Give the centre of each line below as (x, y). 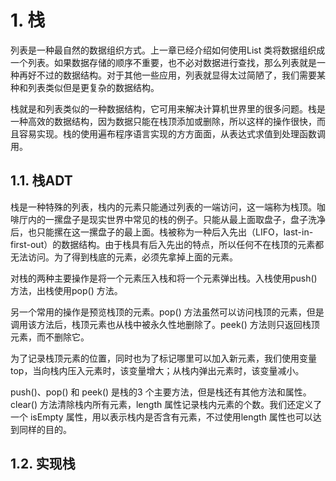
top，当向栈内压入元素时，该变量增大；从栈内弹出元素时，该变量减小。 (157, 370)
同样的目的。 (45, 429)
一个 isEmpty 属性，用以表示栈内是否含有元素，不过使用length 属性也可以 (161, 417)
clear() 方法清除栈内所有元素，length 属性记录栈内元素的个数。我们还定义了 (166, 404)
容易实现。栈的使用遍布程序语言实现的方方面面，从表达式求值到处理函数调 (172, 133)
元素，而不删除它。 (50, 337)
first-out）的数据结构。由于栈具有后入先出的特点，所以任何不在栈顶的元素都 (167, 244)
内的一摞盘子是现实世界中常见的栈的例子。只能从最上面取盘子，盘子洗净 (176, 219)
